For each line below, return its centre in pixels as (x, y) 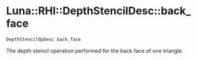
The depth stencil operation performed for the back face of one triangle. (95, 50)
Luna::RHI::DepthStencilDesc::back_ (98, 11)
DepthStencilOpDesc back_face (44, 39)
